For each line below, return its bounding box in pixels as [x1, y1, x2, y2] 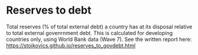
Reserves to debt [6, 4, 92, 17]
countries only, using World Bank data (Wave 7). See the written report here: [6, 35, 192, 43]
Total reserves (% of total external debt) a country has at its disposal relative [6, 23, 193, 30]
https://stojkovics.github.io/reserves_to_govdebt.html [6, 42, 136, 49]
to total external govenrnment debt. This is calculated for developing [6, 29, 173, 36]
